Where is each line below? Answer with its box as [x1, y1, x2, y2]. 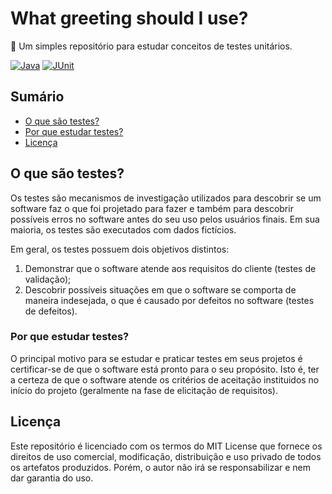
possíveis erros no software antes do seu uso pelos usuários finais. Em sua [10, 213, 320, 225]
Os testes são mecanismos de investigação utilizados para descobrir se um [10, 192, 322, 204]
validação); [24, 273, 72, 285]
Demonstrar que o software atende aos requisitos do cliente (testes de [24, 262, 317, 274]
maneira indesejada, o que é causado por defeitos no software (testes [24, 294, 315, 306]
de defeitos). [24, 305, 78, 317]
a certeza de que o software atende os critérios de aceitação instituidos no [10, 373, 320, 386]
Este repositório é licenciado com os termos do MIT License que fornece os [10, 440, 323, 452]
